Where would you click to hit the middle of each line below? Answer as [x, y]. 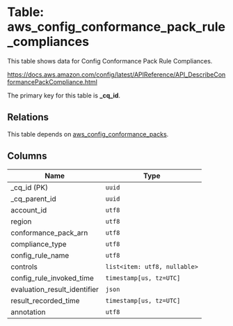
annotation [28, 312]
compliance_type [39, 244]
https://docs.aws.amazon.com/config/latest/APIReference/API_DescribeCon [116, 75]
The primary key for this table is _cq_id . [64, 95]
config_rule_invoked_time [52, 278]
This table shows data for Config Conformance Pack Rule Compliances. [110, 61]
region [21, 222]
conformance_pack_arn [49, 233]
